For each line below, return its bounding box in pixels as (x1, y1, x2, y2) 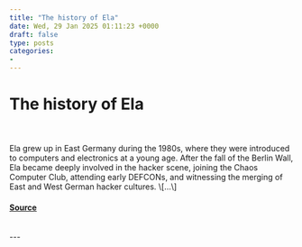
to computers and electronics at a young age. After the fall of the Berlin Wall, (9, 152, 294, 163)
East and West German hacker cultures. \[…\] (9, 181, 178, 192)
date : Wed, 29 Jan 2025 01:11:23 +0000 (9, 22, 160, 31)
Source (9, 202, 38, 213)
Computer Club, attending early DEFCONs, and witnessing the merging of (9, 171, 283, 182)
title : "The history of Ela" (9, 13, 119, 23)
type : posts (9, 38, 54, 48)
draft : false (9, 30, 59, 39)
